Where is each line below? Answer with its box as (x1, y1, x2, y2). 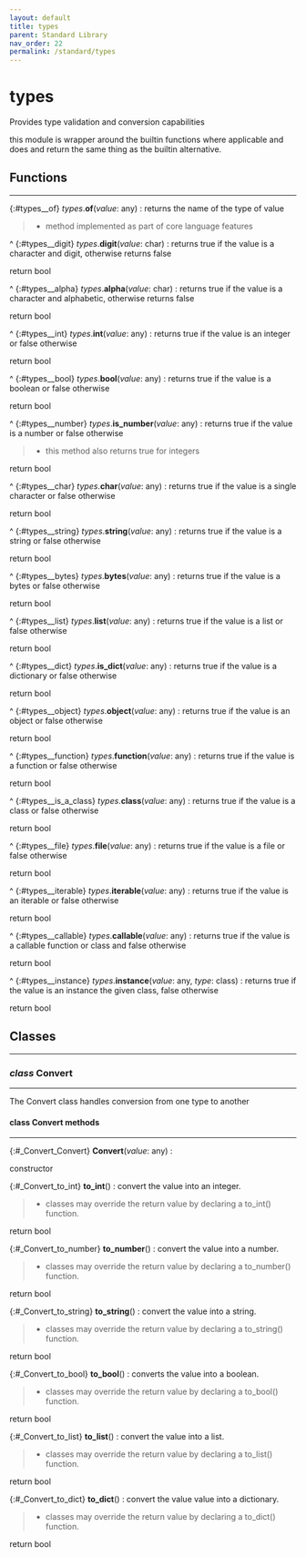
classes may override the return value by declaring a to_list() (45, 1449, 273, 1460)
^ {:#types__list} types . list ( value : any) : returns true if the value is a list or (9, 616, 284, 626)
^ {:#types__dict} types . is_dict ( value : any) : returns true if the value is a (9, 660, 278, 671)
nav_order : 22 (9, 38, 64, 48)
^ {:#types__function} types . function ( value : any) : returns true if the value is (9, 750, 295, 761)
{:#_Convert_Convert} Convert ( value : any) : (9, 1145, 173, 1156)
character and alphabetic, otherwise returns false (9, 292, 195, 303)
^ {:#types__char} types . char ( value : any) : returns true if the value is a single (9, 480, 297, 492)
